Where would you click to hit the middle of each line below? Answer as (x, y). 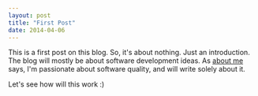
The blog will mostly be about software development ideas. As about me (126, 61)
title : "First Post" (42, 23)
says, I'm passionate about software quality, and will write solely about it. (127, 69)
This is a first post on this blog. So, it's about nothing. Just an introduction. (129, 53)
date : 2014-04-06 (37, 30)
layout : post (30, 15)
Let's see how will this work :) (56, 84)
